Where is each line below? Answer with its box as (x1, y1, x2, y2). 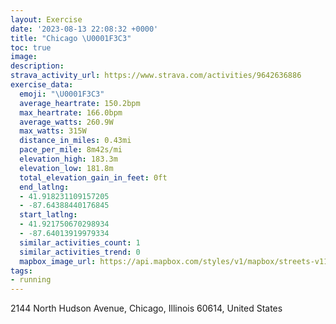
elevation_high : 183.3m (19, 154, 118, 164)
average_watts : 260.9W (19, 117, 114, 127)
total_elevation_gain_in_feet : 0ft (19, 172, 168, 183)
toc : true (10, 42, 52, 53)
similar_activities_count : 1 (19, 237, 141, 248)
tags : (10, 266, 33, 276)
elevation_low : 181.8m (19, 163, 114, 173)
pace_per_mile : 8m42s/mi (19, 145, 123, 155)
